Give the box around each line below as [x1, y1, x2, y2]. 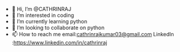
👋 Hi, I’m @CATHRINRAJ [11, 6, 72, 12]
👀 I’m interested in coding [11, 12, 75, 19]
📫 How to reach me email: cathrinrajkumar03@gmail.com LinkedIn [11, 31, 175, 37]
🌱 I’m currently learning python [11, 18, 88, 25]
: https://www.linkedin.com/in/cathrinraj [11, 39, 108, 46]
